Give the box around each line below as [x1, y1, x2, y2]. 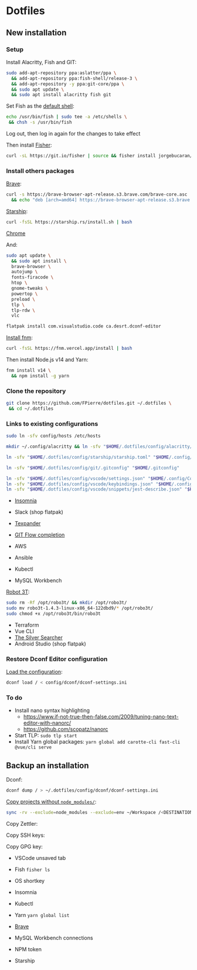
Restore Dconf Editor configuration [6, 655, 108, 663]
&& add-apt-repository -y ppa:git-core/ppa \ [11, 81, 125, 87]
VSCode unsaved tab [14, 854, 66, 861]
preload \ [11, 296, 35, 302]
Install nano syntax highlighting [14, 707, 90, 714]
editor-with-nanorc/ [23, 720, 72, 727]
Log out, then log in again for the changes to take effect [6, 130, 141, 137]
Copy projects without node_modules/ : [6, 798, 97, 805]
